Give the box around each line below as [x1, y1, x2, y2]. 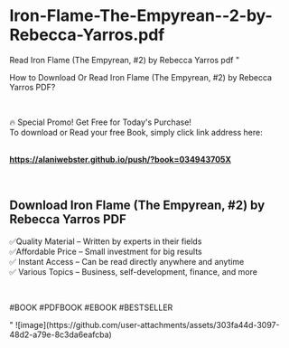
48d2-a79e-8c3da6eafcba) [9, 329, 113, 340]
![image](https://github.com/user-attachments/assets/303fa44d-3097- [14, 319, 280, 330]
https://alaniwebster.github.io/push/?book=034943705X [9, 154, 232, 165]
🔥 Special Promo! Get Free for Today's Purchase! [9, 117, 192, 127]
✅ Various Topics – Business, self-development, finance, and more [9, 266, 257, 277]
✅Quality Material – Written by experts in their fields [9, 236, 202, 247]
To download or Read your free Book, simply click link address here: [9, 127, 264, 137]
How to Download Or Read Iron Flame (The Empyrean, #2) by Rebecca [9, 71, 273, 82]
